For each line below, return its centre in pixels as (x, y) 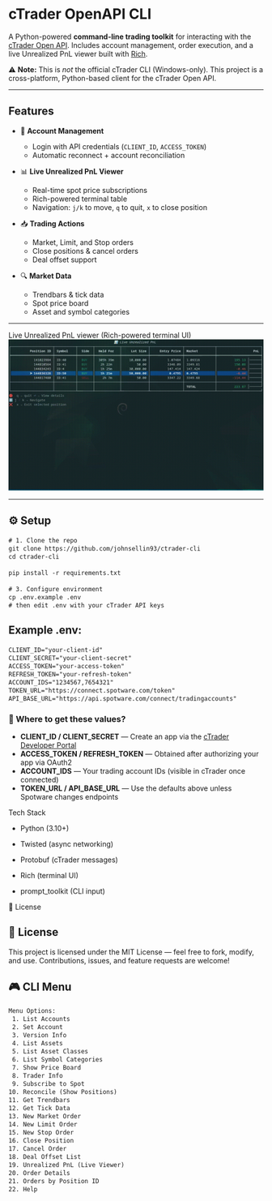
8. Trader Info (37, 1075)
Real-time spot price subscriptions (90, 190)
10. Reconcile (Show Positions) (63, 1092)
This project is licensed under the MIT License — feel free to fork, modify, (132, 952)
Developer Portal (48, 745)
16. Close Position (41, 1140)
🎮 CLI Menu (40, 987)
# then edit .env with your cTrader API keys (86, 605)
